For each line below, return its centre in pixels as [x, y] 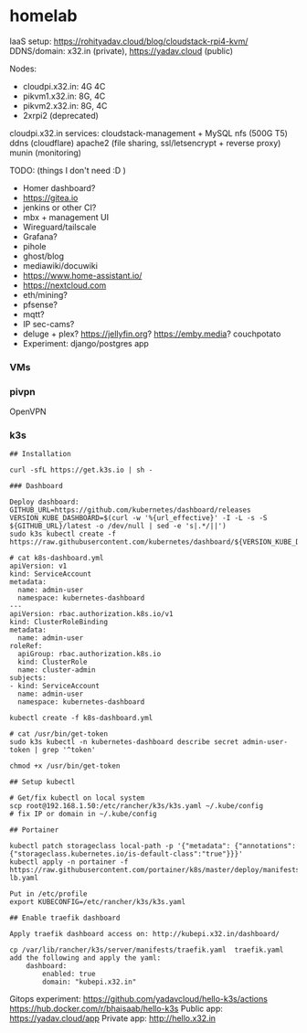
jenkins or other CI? [59, 208]
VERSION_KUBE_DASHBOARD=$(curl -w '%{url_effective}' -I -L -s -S [138, 518]
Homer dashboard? [59, 187]
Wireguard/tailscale [59, 227]
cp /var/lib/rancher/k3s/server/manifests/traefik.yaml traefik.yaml [147, 950]
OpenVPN [28, 411]
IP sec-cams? [48, 324]
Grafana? [40, 236]
